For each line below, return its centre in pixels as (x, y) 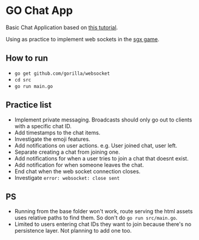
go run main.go (34, 86)
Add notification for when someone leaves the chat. (79, 165)
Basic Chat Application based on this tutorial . (62, 27)
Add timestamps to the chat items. (57, 132)
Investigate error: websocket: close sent (67, 177)
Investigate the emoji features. (52, 139)
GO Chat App (39, 11)
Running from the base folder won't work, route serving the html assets (103, 211)
